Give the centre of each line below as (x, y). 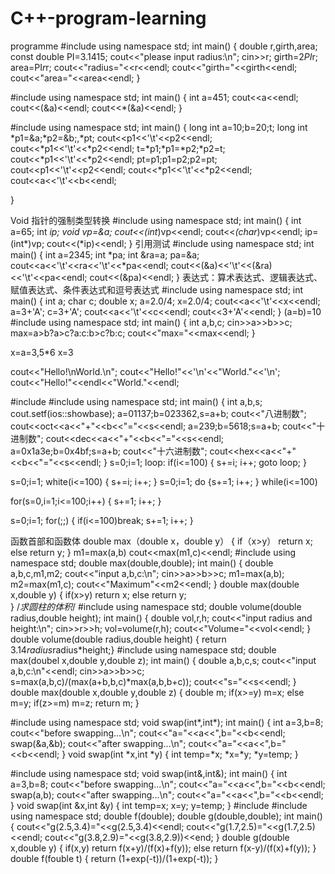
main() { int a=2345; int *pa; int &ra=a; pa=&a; (105, 254)
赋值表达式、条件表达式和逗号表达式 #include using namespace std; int (157, 289)
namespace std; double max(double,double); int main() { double (142, 563)
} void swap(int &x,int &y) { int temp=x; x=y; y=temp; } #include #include (159, 805)
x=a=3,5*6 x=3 (42, 352)
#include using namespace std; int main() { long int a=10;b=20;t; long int (159, 127)
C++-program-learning (108, 18)
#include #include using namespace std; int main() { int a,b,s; (136, 401)
